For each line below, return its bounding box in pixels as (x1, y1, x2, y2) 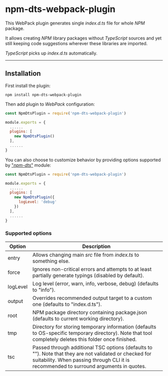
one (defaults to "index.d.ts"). (32, 300, 102, 307)
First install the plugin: (5, 83, 51, 89)
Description (82, 243, 111, 250)
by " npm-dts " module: (5, 162, 51, 168)
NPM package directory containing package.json (32, 309, 147, 316)
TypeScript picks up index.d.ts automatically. (5, 50, 97, 56)
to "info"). (32, 286, 55, 293)
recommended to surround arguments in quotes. (32, 362, 146, 369)
